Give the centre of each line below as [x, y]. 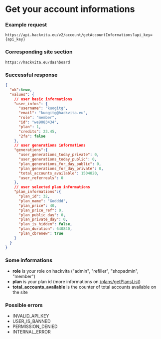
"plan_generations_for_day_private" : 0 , [61, 169]
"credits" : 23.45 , [37, 131]
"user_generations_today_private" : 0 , [59, 155]
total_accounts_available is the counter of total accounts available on [84, 287]
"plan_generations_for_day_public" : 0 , [60, 164]
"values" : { [22, 94]
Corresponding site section [39, 52]
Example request [26, 25]
